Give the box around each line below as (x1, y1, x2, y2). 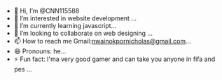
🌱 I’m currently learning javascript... (13, 22, 117, 29)
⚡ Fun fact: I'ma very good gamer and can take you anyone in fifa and (13, 55, 216, 63)
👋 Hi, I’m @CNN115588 (13, 7, 80, 15)
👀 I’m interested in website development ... (13, 14, 137, 22)
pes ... (13, 65, 32, 73)
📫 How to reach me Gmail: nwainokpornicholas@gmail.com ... (13, 37, 191, 45)
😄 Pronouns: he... (13, 47, 67, 55)
